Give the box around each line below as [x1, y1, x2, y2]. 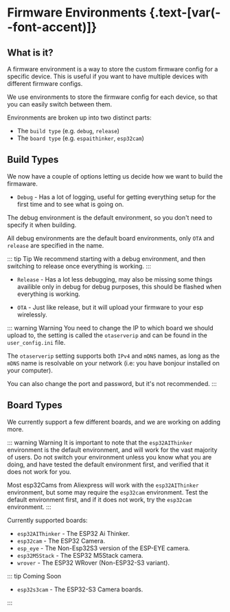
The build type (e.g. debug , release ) [16, 127, 120, 135]
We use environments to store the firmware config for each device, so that [7, 93, 218, 101]
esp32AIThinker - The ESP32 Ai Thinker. [16, 529, 130, 537]
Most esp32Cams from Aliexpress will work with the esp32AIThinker [7, 481, 199, 489]
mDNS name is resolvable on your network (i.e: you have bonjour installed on [7, 359, 220, 367]
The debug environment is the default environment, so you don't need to [7, 213, 213, 221]
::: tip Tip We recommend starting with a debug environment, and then [7, 254, 206, 262]
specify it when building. [7, 220, 77, 229]
